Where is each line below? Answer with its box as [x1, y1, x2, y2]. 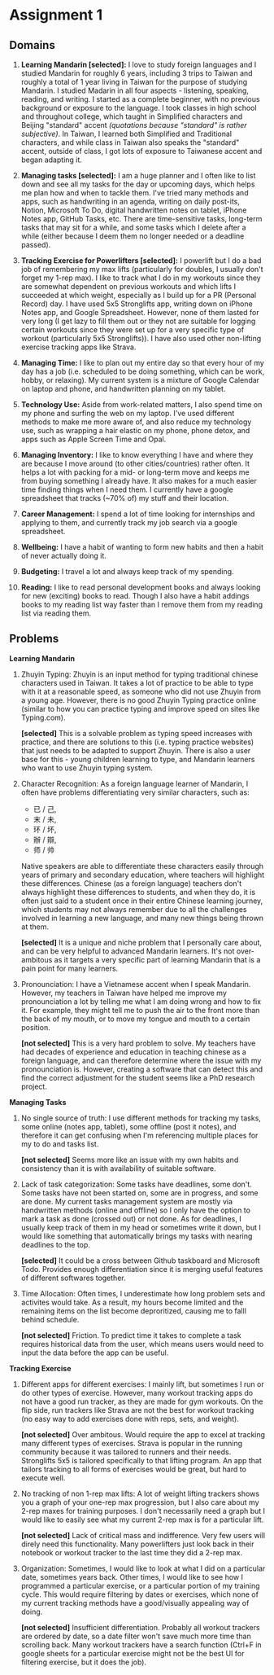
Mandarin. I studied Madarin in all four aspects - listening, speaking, [20, 86, 249, 95]
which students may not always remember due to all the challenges [20, 904, 247, 914]
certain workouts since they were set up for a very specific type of [20, 325, 245, 335]
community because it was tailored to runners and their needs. [20, 1447, 232, 1457]
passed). [20, 240, 51, 249]
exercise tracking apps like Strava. [20, 342, 137, 352]
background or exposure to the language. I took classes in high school [20, 103, 257, 112]
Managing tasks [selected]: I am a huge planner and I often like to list [20, 171, 256, 180]
